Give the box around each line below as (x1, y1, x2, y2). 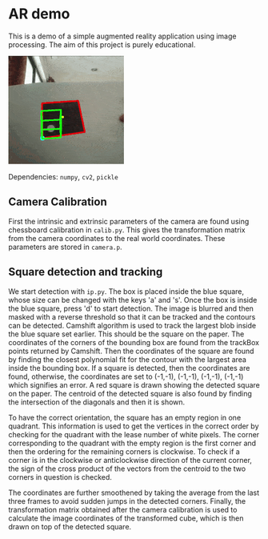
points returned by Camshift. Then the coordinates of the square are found (8, 346, 254, 356)
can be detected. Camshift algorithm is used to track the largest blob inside (8, 320, 257, 330)
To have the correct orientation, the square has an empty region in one (8, 412, 242, 422)
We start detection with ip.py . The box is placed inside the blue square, (8, 286, 245, 296)
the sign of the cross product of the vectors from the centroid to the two (8, 464, 246, 473)
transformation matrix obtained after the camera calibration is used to (8, 505, 238, 514)
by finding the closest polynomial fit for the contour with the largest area (8, 354, 246, 364)
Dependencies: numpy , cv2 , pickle (8, 171, 118, 181)
